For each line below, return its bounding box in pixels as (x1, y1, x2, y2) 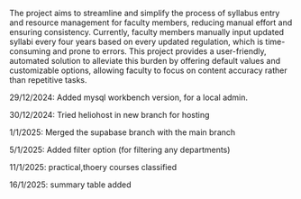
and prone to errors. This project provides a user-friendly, (52, 46, 267, 57)
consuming (9, 46, 51, 57)
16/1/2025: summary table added (9, 179, 132, 190)
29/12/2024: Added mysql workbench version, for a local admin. (9, 92, 249, 103)
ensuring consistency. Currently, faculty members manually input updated (9, 27, 285, 37)
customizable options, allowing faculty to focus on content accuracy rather (9, 65, 287, 76)
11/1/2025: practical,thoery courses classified (9, 162, 178, 172)
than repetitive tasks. (9, 75, 87, 85)
